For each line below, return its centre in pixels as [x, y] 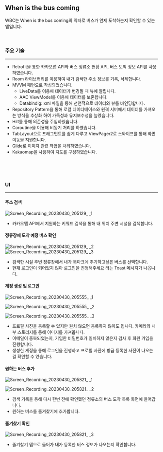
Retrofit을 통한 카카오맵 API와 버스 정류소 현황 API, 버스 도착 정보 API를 [80, 67]
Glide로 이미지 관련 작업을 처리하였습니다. [51, 146]
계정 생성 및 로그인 [22, 286]
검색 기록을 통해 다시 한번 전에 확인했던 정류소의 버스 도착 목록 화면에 [77, 399]
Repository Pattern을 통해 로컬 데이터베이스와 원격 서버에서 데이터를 [77, 110]
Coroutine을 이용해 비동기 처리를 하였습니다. [54, 128]
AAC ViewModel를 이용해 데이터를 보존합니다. [63, 97]
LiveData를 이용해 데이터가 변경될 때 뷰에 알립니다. [67, 91]
